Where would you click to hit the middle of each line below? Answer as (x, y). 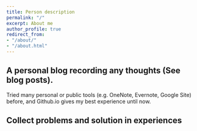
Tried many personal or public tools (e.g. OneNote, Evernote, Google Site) (99, 94)
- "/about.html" (27, 46)
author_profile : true (34, 29)
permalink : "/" (26, 18)
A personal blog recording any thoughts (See (94, 71)
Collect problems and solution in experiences (94, 120)
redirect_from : (26, 35)
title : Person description (41, 12)
